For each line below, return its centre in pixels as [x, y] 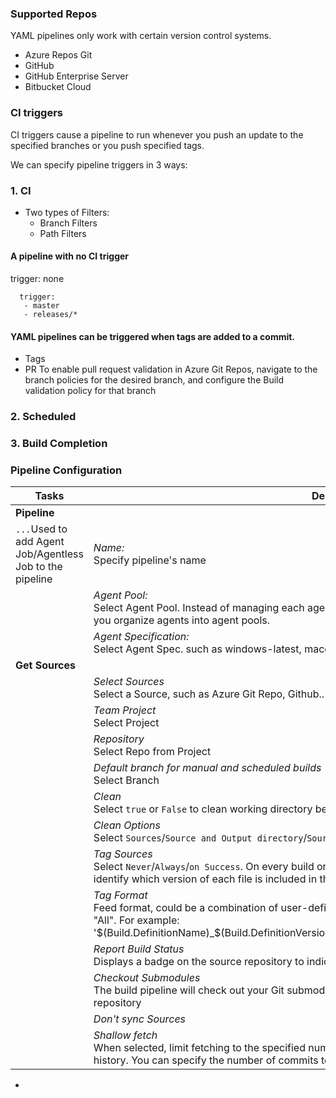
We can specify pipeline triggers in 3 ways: [99, 164]
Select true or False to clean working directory [203, 809]
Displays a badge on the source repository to [199, 962]
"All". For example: [136, 920]
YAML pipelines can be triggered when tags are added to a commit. [153, 336]
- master [41, 306]
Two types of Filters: [67, 212]
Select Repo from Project [152, 752]
